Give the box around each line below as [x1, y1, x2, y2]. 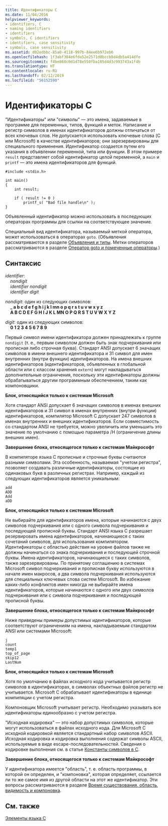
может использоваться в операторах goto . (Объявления [5, 233, 127, 240]
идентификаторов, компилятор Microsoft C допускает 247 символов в [5, 413, 156, 419]
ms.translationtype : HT [5, 64, 55, 69]
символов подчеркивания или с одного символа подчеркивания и [5, 522, 148, 528]
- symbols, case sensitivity [5, 45, 66, 50]
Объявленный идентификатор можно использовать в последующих [5, 213, 152, 219]
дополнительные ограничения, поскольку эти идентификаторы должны [5, 372, 160, 378]
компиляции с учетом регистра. [5, 694, 74, 700]
